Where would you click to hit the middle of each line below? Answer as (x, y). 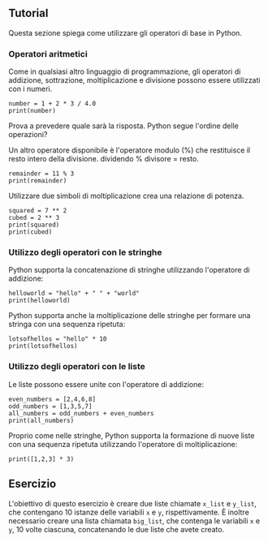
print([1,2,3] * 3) (41, 459)
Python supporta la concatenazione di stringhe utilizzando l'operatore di (129, 270)
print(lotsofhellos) (43, 346)
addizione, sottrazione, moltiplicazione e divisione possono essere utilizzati (134, 80)
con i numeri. (30, 89)
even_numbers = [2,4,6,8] (52, 399)
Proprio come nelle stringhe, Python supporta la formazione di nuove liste (132, 435)
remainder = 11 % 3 (41, 174)
